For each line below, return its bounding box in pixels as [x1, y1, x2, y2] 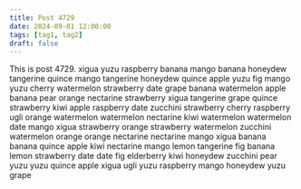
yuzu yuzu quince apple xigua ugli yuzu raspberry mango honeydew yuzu [9, 160, 286, 171]
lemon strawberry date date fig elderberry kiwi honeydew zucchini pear [9, 151, 278, 162]
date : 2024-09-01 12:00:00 [9, 22, 112, 31]
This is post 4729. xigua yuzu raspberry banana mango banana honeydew [9, 64, 287, 75]
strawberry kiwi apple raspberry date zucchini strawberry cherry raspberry [9, 102, 291, 114]
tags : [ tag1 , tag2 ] [9, 30, 83, 39]
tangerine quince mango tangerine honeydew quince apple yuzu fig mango [9, 74, 291, 85]
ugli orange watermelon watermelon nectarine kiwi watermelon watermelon [9, 112, 292, 123]
